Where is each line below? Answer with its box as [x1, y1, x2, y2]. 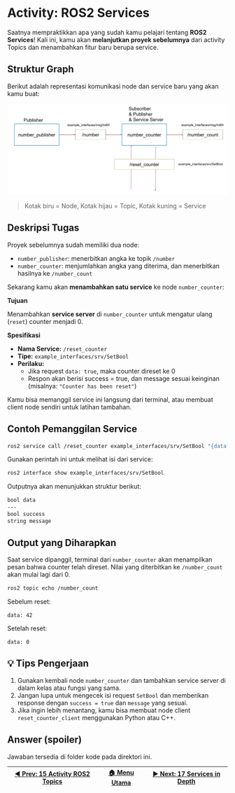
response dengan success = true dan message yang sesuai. [17, 698, 188, 707]
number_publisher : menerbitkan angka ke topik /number [17, 254, 176, 262]
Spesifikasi [7, 331, 41, 339]
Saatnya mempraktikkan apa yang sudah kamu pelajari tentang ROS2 [7, 28, 207, 36]
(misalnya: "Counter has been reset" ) [27, 381, 137, 390]
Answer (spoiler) [7, 734, 83, 746]
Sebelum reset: [7, 597, 51, 606]
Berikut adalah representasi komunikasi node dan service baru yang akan [7, 82, 219, 90]
